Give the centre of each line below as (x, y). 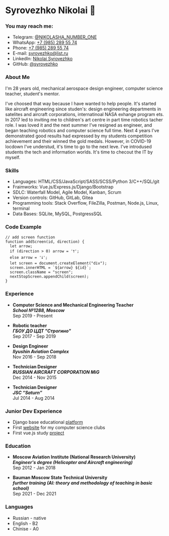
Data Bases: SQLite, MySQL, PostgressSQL (57, 214)
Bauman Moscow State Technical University (60, 478)
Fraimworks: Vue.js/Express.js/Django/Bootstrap (63, 187)
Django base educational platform (48, 422)
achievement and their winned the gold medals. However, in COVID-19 (78, 141)
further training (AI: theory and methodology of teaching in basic (82, 483)
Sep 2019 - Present (33, 316)
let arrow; (21, 246)
